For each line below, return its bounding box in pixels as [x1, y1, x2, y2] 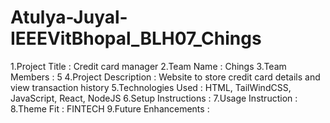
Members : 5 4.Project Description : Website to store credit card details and [10, 71, 321, 83]
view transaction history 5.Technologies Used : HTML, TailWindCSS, [10, 81, 292, 93]
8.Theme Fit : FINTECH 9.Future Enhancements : [10, 102, 210, 115]
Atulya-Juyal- [10, 6, 128, 29]
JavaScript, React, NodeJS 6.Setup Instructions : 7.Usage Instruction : [10, 92, 298, 104]
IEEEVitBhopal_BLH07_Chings [10, 27, 262, 50]
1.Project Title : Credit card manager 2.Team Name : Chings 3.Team [10, 60, 287, 72]
